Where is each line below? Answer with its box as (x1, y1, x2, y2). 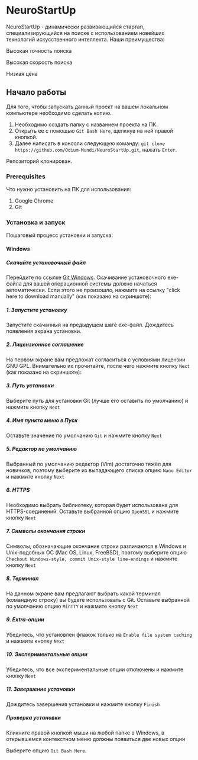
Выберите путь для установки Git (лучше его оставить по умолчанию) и (6, 397, 189, 404)
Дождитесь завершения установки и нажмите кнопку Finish (6, 700, 160, 708)
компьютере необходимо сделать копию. (6, 109, 112, 116)
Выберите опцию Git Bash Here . (6, 747, 87, 754)
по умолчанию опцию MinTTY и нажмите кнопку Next (6, 602, 139, 610)
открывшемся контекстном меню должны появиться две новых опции (6, 735, 186, 742)
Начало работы (6, 87, 67, 98)
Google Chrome (14, 197, 54, 204)
